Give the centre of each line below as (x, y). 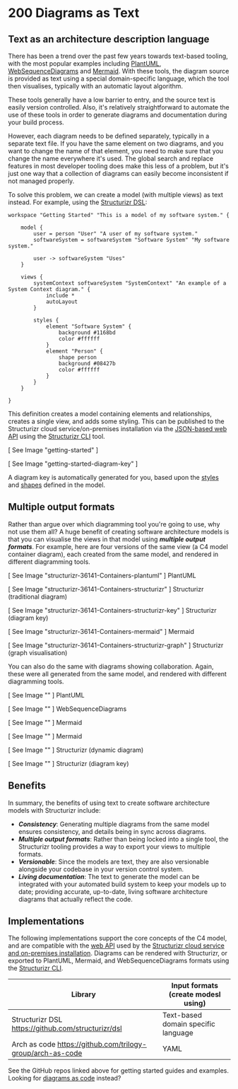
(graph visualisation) (38, 652)
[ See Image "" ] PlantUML (46, 695)
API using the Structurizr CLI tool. (56, 436)
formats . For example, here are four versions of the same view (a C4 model (118, 546)
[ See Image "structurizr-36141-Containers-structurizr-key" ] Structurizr (112, 610)
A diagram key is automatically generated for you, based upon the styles (114, 477)
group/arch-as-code (47, 1053)
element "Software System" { (89, 326)
